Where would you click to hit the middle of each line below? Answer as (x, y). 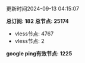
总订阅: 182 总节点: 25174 (38, 21)
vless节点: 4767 (34, 34)
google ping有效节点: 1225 (39, 54)
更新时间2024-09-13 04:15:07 (42, 9)
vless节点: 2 (29, 41)
